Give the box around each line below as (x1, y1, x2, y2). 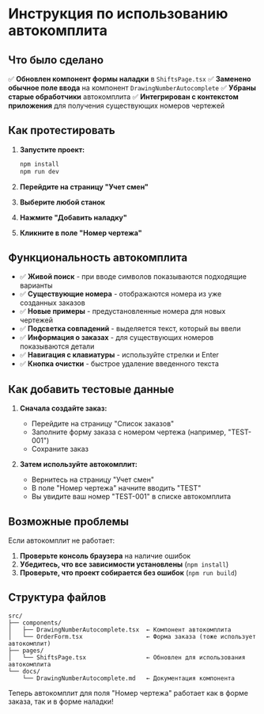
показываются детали (19, 342, 95, 351)
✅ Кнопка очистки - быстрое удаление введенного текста (19, 359, 219, 368)
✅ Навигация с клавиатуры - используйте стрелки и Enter (19, 350, 220, 360)
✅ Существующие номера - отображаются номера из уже (19, 289, 222, 299)
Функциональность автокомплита (8, 250, 188, 264)
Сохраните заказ (31, 445, 89, 454)
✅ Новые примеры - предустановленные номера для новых (19, 307, 226, 316)
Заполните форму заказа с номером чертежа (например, (31, 427, 227, 437)
